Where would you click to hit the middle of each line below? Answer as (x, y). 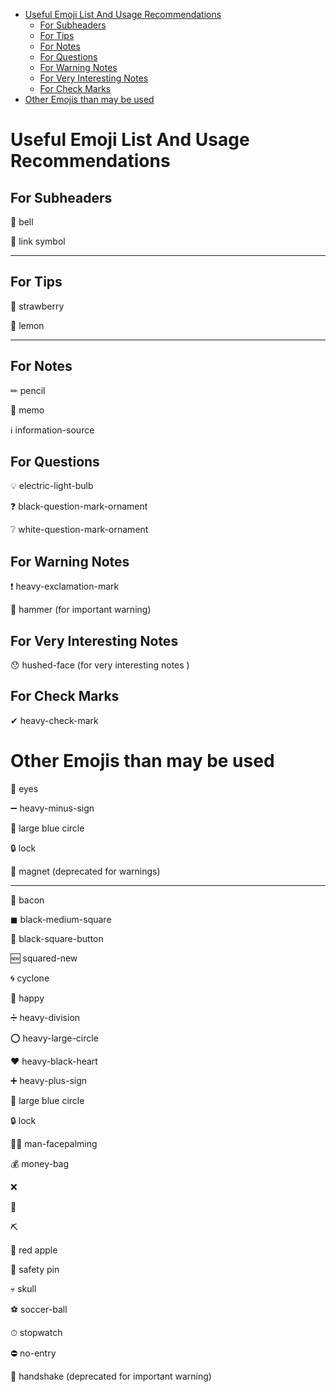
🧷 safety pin (35, 1269)
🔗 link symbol (38, 241)
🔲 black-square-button (57, 938)
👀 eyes (24, 788)
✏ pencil (28, 390)
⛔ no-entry (33, 1353)
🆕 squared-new (44, 958)
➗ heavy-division (45, 1017)
